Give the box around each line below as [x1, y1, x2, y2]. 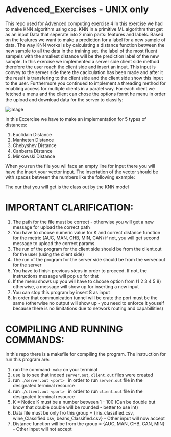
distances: [5, 122, 27, 128]
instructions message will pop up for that [12, 273, 99, 279]
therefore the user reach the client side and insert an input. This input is [5, 64, 156, 70]
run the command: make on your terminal [12, 366, 98, 372]
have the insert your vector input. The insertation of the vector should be [5, 168, 158, 175]
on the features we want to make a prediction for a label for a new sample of [5, 37, 166, 43]
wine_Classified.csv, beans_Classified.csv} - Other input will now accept [12, 415, 165, 421]
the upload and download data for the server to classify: [5, 96, 124, 103]
